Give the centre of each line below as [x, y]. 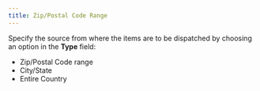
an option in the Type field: [52, 46]
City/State [36, 70]
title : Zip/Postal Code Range [58, 15]
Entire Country [43, 78]
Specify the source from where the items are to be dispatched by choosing [130, 38]
